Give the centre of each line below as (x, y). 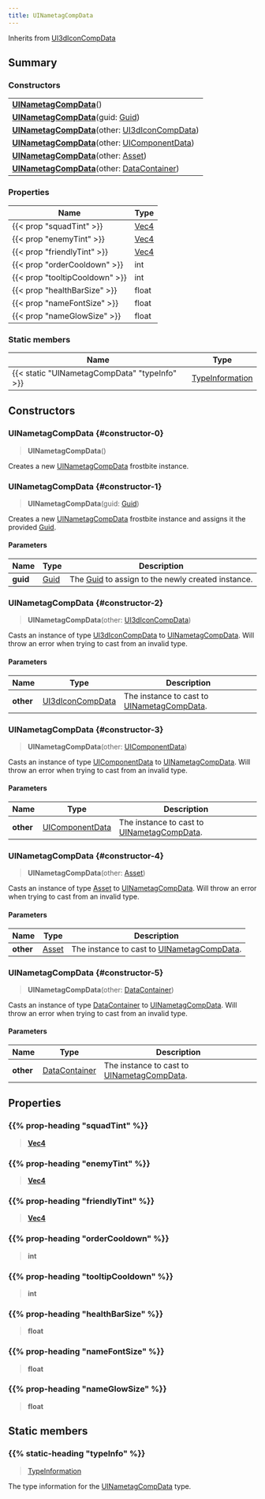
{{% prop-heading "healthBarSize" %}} (86, 1314)
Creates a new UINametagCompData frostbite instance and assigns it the (127, 518)
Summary (33, 63)
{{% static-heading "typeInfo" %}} (77, 1454)
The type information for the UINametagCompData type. (100, 1486)
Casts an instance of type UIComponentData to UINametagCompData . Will (129, 761)
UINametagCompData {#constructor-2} (86, 603)
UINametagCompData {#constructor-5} (86, 973)
